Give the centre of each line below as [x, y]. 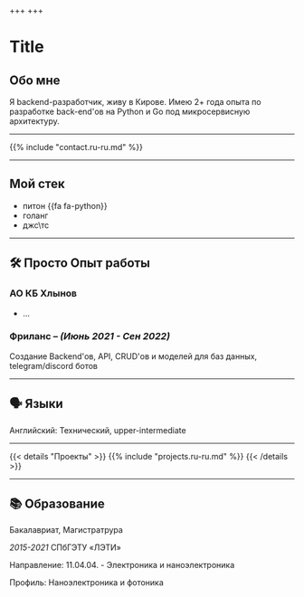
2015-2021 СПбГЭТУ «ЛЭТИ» [66, 547]
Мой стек [37, 184]
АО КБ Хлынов [43, 293]
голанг [35, 215]
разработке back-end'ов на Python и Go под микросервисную [130, 111]
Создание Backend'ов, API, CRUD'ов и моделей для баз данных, [133, 356]
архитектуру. [35, 121]
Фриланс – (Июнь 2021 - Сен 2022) [90, 336]
